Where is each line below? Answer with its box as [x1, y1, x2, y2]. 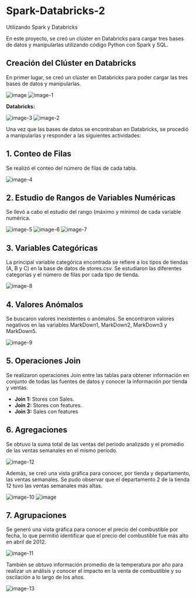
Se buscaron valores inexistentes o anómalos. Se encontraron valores [6, 315, 174, 322]
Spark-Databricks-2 [6, 4, 105, 18]
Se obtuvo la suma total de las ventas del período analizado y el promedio [6, 441, 184, 448]
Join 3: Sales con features [14, 408, 78, 415]
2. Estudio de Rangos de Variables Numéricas [6, 193, 176, 203]
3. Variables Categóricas [6, 243, 98, 253]
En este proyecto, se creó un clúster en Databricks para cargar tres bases [6, 35, 184, 42]
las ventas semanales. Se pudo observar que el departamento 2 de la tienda [6, 476, 190, 483]
